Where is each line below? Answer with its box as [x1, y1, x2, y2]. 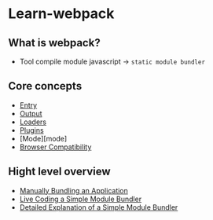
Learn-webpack [8, 5, 115, 23]
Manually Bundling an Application [19, 185, 128, 195]
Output [19, 108, 42, 118]
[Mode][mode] [19, 134, 68, 143]
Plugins [19, 125, 45, 134]
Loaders [19, 117, 47, 126]
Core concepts [8, 79, 83, 93]
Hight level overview [8, 165, 112, 178]
